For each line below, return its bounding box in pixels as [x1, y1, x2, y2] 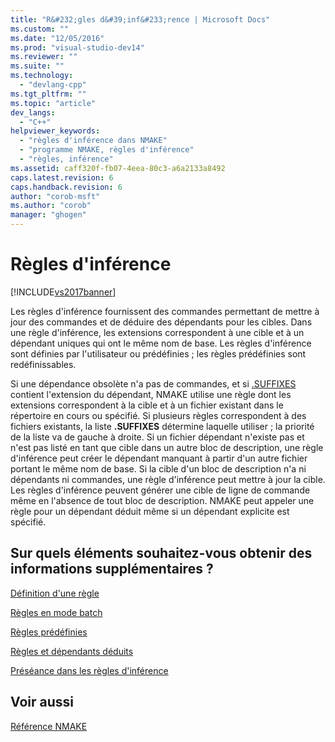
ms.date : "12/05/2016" [10, 33, 105, 43]
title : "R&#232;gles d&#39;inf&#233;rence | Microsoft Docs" [10, 14, 271, 25]
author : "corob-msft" [10, 191, 101, 201]
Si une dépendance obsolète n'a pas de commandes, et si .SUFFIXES [10, 377, 297, 390]
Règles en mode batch [10, 606, 103, 618]
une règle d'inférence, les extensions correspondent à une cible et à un [10, 326, 305, 338]
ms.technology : [10, 71, 74, 81]
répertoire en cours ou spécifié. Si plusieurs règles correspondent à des [10, 409, 307, 421]
